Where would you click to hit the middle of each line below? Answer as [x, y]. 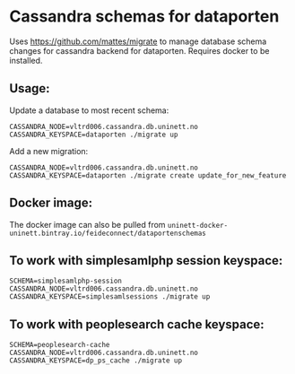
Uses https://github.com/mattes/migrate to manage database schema [138, 41]
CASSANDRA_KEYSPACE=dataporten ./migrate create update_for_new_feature [148, 175]
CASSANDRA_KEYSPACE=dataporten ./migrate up [94, 135]
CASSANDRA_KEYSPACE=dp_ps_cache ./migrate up [95, 361]
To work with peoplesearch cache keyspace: [137, 324]
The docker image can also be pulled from [87, 224]
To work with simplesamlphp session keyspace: [146, 261]
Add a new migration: [49, 151]
